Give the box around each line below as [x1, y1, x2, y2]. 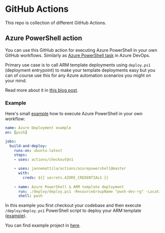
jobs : [5, 139, 16, 144]
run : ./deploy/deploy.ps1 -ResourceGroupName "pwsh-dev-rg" [18, 189, 144, 194]
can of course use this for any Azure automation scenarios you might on [5, 72, 151, 78]
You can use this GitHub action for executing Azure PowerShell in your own [5, 47, 157, 53]
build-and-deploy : [9, 143, 48, 148]
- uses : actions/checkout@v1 [14, 157, 74, 162]
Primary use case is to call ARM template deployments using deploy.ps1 [5, 62, 151, 67]
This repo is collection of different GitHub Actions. [5, 20, 107, 26]
